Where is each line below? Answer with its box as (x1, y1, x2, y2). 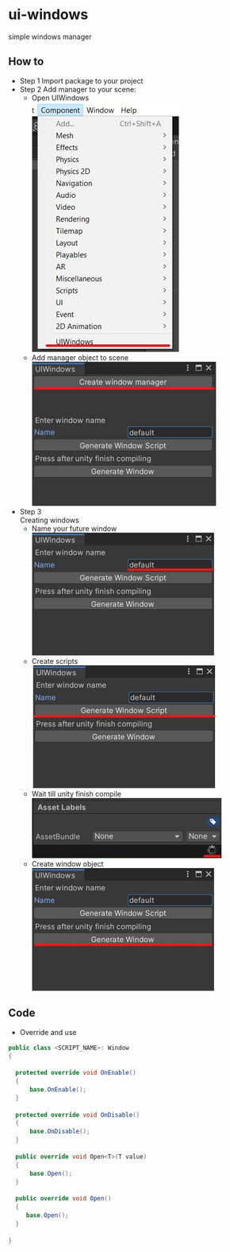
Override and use (19, 1027, 77, 1037)
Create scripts (31, 656, 79, 665)
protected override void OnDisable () (15, 1111, 140, 1118)
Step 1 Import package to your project (19, 76, 144, 85)
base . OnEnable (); (29, 1085, 87, 1094)
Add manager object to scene (31, 352, 129, 362)
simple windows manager (8, 32, 92, 41)
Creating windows (19, 515, 79, 525)
